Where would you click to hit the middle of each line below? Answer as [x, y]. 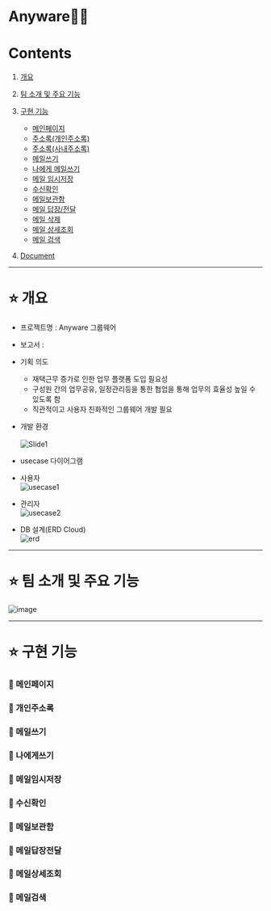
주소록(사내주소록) [61, 149]
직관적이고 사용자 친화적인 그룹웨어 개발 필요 [102, 409]
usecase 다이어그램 [51, 461]
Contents [40, 54]
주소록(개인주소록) [61, 139]
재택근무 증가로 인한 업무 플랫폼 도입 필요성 [100, 379]
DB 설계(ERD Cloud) [53, 529]
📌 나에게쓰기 [31, 755]
